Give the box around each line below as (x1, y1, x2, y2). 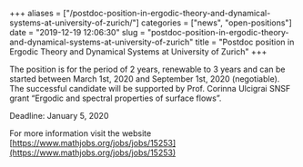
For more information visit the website (9, 128, 152, 139)
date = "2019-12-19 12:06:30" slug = (9, 27, 146, 37)
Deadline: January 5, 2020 (9, 111, 109, 121)
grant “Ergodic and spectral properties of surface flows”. (9, 93, 222, 103)
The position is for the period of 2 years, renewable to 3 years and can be (9, 64, 286, 74)
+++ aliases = (9, 8, 62, 18)
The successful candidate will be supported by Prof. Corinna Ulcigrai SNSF (9, 83, 291, 93)
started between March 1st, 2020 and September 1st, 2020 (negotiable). (9, 74, 280, 84)
